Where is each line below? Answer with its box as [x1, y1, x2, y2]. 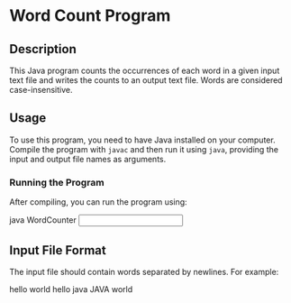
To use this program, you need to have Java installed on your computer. [9, 134, 277, 145]
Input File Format [9, 243, 106, 258]
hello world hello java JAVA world [9, 283, 133, 294]
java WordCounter [9, 215, 77, 225]
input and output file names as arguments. [9, 153, 167, 164]
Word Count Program [9, 5, 171, 26]
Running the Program [9, 176, 105, 188]
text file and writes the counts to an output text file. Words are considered [9, 75, 283, 86]
